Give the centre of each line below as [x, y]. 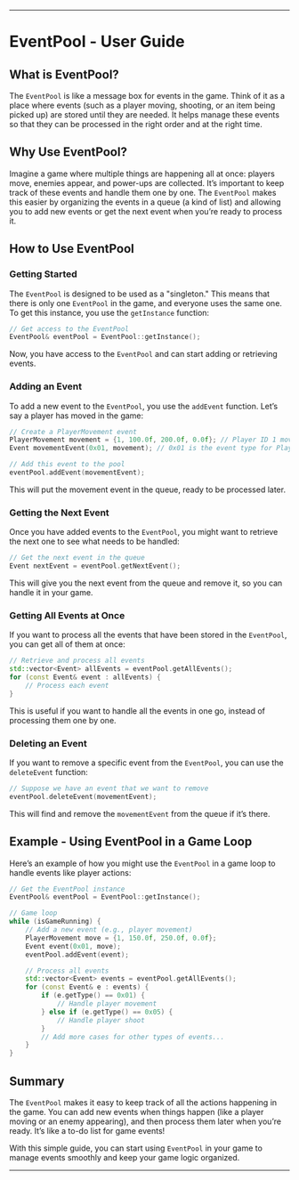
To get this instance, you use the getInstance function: [109, 312]
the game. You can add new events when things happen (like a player [137, 1111]
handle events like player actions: [70, 872]
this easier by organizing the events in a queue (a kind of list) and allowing [145, 202]
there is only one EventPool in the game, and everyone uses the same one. [146, 303]
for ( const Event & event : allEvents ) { [85, 677]
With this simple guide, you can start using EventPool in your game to [136, 1148]
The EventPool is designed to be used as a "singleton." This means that [139, 294]
